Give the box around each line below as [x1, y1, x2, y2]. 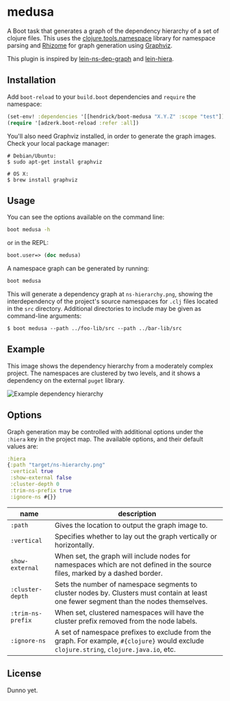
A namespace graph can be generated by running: [7, 264, 149, 272]
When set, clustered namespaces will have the [54, 607, 204, 617]
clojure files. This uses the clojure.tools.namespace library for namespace [7, 34, 216, 42]
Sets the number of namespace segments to [54, 579, 198, 589]
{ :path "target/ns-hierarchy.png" [7, 461, 106, 469]
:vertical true [10, 468, 53, 475]
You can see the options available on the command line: [7, 213, 165, 221]
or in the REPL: [7, 239, 49, 247]
